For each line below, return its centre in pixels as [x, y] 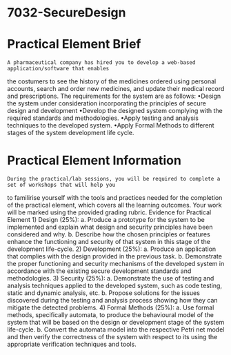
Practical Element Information [94, 161]
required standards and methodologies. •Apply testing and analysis [103, 118]
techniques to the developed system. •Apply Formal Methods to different [111, 125]
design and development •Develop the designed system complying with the [115, 111]
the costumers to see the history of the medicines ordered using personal [112, 81]
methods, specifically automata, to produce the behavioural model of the [110, 315]
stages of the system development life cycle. [71, 133]
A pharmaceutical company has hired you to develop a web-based [101, 63]
